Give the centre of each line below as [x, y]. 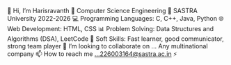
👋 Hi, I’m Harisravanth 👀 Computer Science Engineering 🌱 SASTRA [103, 11]
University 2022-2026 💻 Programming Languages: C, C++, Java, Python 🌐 [115, 18]
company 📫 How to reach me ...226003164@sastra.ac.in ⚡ [92, 54]
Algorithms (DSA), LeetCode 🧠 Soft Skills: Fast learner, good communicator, [115, 39]
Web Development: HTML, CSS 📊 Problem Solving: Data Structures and [111, 29]
